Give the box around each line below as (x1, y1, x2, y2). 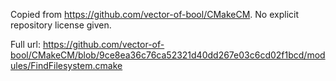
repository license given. (10, 19, 112, 31)
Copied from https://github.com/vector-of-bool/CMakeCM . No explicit (10, 9, 299, 20)
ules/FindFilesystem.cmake (10, 60, 123, 71)
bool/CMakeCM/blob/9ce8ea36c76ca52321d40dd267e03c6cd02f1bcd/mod (10, 49, 326, 61)
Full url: (10, 39, 41, 50)
